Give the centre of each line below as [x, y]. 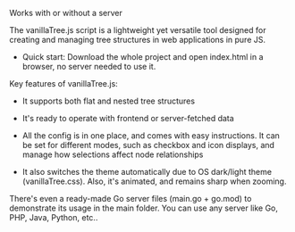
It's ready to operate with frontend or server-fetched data [128, 118]
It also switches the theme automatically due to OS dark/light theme [147, 172]
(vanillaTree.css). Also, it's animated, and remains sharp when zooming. [154, 181]
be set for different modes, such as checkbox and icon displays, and [148, 145]
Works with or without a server [66, 13]
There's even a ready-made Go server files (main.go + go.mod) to [131, 199]
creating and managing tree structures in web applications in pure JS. [138, 40]
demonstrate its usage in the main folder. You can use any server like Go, [144, 208]
